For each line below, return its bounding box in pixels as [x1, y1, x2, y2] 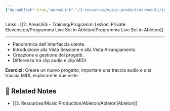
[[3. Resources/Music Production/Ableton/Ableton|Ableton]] [12, 100, 138, 106]
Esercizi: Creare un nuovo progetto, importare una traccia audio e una [5, 67, 152, 73]
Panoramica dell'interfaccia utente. [12, 41, 86, 47]
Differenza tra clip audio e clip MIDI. [12, 57, 88, 63]
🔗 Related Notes [5, 87, 57, 96]
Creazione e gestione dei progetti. [12, 51, 84, 58]
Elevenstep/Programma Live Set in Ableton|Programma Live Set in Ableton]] [5, 26, 163, 33]
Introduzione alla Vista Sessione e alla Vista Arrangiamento [12, 46, 136, 52]
